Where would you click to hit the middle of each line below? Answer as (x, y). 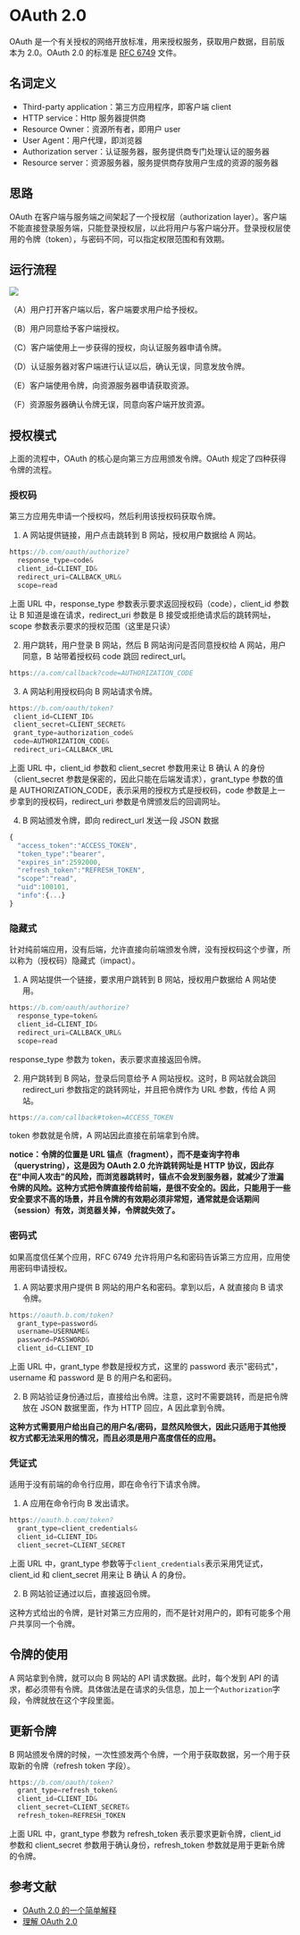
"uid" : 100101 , (43, 887)
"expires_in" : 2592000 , (59, 862)
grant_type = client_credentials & (78, 1529)
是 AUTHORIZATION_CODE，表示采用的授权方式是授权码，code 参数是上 (144, 790)
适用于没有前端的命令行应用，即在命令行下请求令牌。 (107, 1485)
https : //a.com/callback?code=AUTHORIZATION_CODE (101, 673)
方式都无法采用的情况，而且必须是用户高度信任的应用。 (118, 1438)
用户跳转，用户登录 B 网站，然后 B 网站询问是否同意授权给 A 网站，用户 (154, 645)
